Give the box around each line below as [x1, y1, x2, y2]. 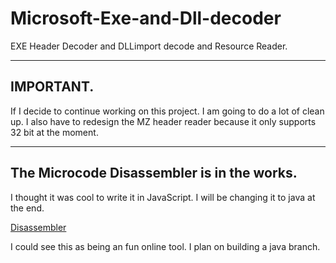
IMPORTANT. [10, 78, 95, 96]
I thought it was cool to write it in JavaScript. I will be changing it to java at [10, 191, 316, 203]
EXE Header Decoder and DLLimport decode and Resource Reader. [10, 40, 288, 52]
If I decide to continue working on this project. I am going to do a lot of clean [10, 105, 325, 117]
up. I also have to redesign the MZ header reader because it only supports [10, 115, 317, 127]
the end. [10, 202, 45, 214]
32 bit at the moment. [10, 126, 99, 138]
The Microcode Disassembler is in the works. [10, 165, 298, 182]
